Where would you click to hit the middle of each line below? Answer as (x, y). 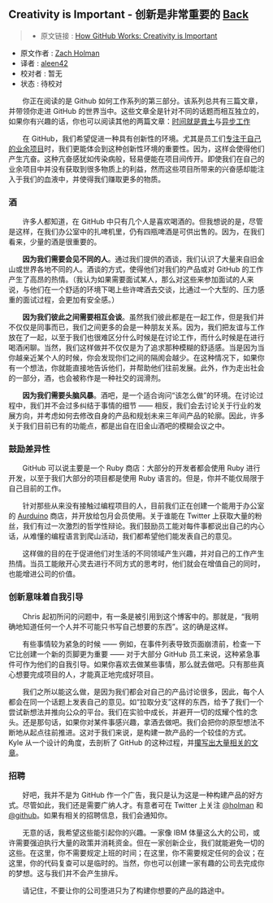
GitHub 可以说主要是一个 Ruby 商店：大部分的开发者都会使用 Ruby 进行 (141, 468)
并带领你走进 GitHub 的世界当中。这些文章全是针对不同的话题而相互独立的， (136, 111)
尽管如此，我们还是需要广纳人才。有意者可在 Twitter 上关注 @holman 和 (143, 805)
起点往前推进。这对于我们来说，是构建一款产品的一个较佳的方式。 (140, 732)
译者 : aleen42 (44, 63)
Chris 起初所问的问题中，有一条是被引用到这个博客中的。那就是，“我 (137, 616)
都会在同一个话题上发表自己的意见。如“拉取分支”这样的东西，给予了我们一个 (136, 701)
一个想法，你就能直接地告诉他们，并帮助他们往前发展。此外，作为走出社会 (140, 368)
